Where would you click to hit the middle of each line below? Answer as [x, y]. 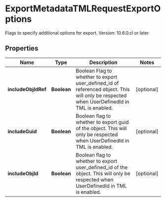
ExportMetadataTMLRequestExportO [83, 9]
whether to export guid [102, 122]
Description [103, 62]
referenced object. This [103, 89]
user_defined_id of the [102, 167]
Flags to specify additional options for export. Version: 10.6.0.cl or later [77, 33]
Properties [22, 48]
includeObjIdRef [27, 89]
